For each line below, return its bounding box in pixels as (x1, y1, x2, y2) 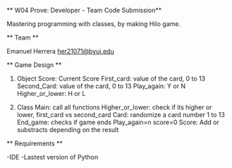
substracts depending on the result (16, 126, 119, 133)
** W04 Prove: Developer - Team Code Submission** (6, 6, 162, 14)
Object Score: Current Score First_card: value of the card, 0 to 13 (16, 74, 206, 83)
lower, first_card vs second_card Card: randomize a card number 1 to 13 (16, 111, 225, 119)
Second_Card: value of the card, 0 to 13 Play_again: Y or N (16, 82, 186, 90)
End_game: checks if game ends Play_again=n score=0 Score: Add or (16, 118, 219, 126)
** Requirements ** (6, 139, 63, 148)
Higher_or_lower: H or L (16, 90, 86, 97)
